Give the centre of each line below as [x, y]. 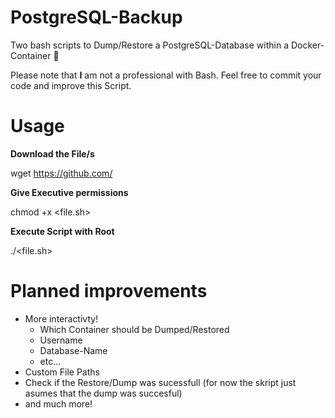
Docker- [307, 45]
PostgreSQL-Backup [96, 17]
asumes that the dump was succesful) [103, 393]
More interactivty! [61, 318]
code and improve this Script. [71, 85]
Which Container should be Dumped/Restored [134, 329]
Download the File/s [52, 153]
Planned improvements [109, 291]
